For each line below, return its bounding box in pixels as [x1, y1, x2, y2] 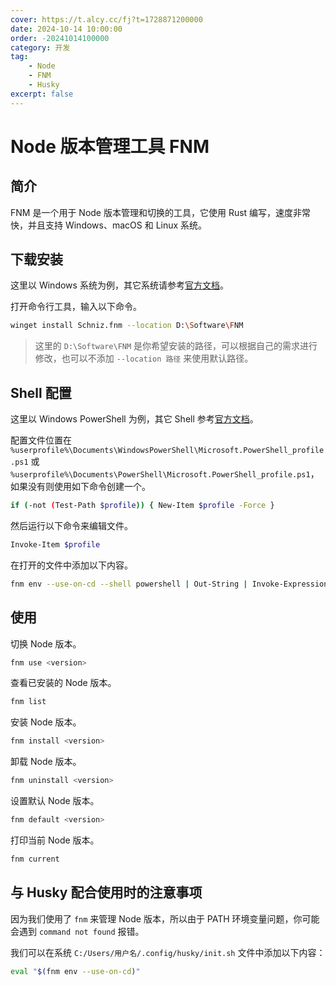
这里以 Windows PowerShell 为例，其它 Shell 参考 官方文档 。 [10, 413, 259, 425]
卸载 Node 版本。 [10, 756, 82, 768]
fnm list [10, 697, 47, 707]
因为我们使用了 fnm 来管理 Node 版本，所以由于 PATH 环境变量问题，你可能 [10, 912, 320, 925]
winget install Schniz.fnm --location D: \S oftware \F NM [10, 321, 244, 331]
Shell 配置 [10, 384, 72, 401]
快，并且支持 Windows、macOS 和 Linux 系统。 [10, 219, 208, 231]
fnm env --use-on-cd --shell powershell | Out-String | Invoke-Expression [10, 579, 329, 589]
